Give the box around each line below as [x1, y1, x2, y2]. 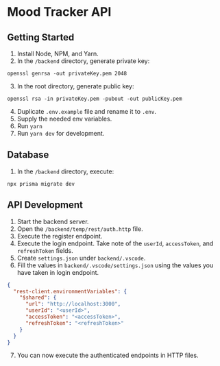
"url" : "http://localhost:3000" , [25, 301, 121, 308]
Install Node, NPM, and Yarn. [16, 49, 99, 58]
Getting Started [7, 32, 75, 43]
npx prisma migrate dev [7, 180, 75, 187]
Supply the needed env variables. [16, 114, 112, 123]
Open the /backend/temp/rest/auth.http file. [16, 224, 143, 233]
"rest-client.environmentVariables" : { [13, 288, 127, 295]
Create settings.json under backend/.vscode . [16, 254, 146, 262]
